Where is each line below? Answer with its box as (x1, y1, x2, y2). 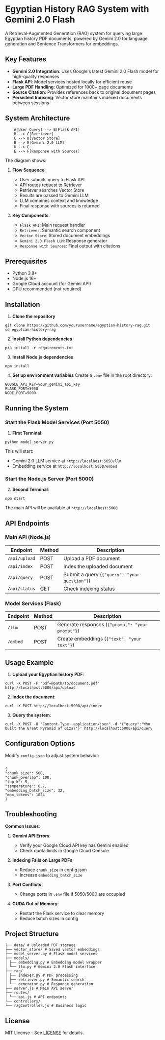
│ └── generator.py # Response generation (5, 982, 93, 987)
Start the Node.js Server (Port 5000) (5, 475, 94, 482)
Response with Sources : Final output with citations (19, 243, 121, 249)
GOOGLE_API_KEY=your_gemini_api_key (5, 382, 80, 387)
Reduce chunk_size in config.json (19, 867, 87, 873)
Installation (5, 300, 40, 309)
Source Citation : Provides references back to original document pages (12, 89, 156, 95)
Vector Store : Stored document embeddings (19, 232, 110, 238)
